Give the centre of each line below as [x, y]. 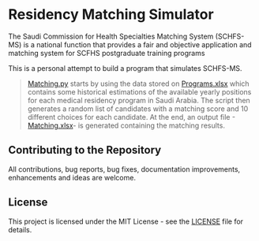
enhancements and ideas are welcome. [72, 177]
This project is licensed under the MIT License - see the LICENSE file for [126, 221]
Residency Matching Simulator [111, 15]
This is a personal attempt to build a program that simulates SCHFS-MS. [125, 68]
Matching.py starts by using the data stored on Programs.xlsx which [139, 83]
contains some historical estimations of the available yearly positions [139, 91]
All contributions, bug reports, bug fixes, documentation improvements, [124, 169]
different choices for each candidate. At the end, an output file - [131, 117]
